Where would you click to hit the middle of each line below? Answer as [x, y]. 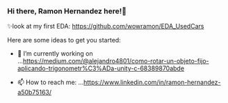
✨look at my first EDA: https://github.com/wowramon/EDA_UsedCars [106, 26]
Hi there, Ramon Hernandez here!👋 [67, 11]
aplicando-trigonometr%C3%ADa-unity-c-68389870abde [101, 68]
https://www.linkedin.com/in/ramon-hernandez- [152, 82]
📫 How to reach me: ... [50, 82]
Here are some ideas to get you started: [64, 40]
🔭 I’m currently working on [55, 54]
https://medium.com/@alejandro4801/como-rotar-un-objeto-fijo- [116, 61]
